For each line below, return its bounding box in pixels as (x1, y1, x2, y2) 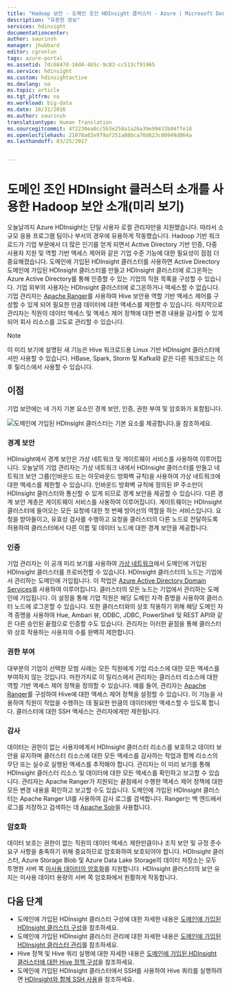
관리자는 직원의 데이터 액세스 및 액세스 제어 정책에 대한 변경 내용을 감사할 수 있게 (7, 309, 223, 317)
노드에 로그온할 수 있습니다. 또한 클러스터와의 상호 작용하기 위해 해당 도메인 (14, 603, 217, 611)
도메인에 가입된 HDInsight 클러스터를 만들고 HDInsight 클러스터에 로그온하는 (7, 266, 214, 275)
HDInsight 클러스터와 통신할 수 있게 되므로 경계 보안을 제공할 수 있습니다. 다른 (7, 489, 217, 497)
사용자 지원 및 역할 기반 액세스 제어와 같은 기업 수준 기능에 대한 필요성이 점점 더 (7, 249, 220, 257)
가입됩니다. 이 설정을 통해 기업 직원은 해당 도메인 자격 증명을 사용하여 (19, 594, 205, 602)
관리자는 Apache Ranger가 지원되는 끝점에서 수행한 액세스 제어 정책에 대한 (21, 777, 223, 786)
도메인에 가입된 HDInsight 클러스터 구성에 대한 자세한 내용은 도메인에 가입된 (16, 915, 221, 923)
